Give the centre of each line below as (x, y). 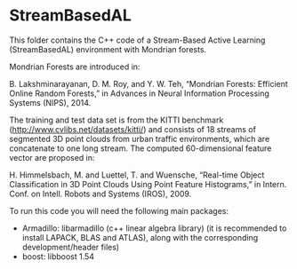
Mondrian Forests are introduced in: (75, 67)
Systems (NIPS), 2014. (50, 102)
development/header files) (71, 247)
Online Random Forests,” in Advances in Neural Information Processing (139, 93)
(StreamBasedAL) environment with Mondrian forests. (108, 49)
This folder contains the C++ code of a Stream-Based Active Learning (137, 40)
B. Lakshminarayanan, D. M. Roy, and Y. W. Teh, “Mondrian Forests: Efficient (149, 83)
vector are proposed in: (52, 157)
